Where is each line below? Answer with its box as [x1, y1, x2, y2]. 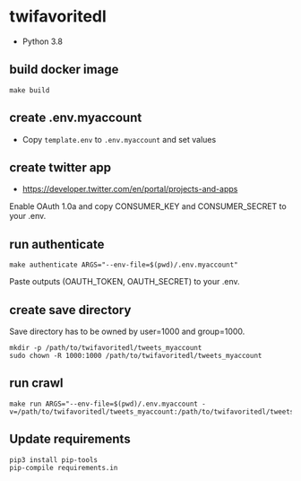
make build [9, 85, 50, 95]
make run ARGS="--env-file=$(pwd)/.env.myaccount [9, 399, 199, 408]
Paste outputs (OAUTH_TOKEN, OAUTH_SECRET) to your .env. [9, 276, 240, 287]
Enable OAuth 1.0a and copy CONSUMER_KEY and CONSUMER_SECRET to [9, 201, 287, 212]
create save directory [9, 302, 132, 318]
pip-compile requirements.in [9, 463, 118, 472]
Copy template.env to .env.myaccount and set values [21, 134, 217, 144]
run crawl [9, 375, 64, 391]
